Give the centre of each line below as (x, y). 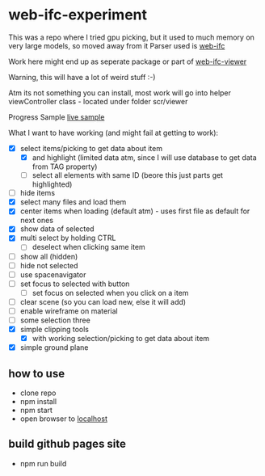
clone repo (38, 393)
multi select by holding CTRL (68, 238)
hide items (37, 193)
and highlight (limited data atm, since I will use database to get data (144, 158)
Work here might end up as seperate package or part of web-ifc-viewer (128, 61)
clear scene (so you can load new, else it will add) (103, 301)
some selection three (55, 320)
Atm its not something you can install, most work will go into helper (120, 93)
